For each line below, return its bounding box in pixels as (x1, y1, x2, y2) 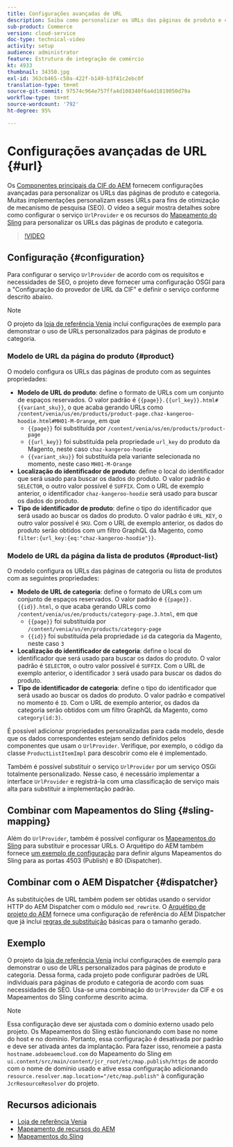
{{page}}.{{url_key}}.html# (137, 397, 218, 404)
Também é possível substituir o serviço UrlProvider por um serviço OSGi (7, 763, 216, 771)
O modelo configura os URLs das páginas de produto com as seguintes (7, 367, 212, 376)
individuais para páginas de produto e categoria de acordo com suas (7, 978, 204, 986)
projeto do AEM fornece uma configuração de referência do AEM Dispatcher (7, 910, 226, 918)
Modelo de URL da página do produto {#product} (7, 351, 175, 361)
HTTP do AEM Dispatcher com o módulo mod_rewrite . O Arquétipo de (7, 902, 206, 910)
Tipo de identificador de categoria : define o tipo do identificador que (17, 683, 217, 693)
